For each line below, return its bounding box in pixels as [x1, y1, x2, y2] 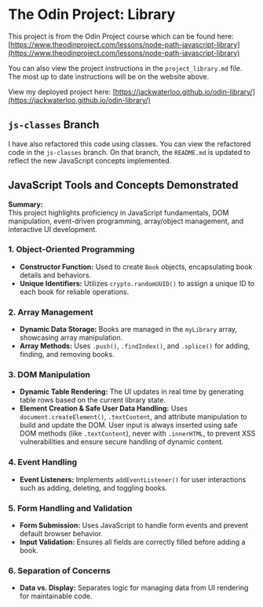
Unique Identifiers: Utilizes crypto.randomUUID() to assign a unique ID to [19, 278, 255, 288]
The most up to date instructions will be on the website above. [8, 72, 210, 81]
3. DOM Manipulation [8, 370, 91, 381]
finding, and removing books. [19, 350, 115, 359]
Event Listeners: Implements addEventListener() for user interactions [19, 474, 247, 484]
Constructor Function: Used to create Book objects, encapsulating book [19, 262, 253, 271]
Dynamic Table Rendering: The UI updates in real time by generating [19, 387, 244, 396]
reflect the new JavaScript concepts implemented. [8, 156, 172, 165]
